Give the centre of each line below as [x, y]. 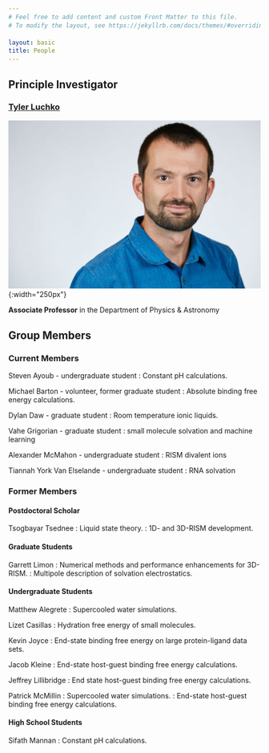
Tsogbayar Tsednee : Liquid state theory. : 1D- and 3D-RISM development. [131, 528]
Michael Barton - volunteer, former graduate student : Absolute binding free [133, 391]
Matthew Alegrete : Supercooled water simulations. [93, 609]
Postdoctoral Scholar [44, 511]
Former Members [43, 491]
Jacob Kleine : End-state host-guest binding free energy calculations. [123, 664]
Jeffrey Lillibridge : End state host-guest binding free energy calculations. [130, 680]
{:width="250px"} [38, 295]
